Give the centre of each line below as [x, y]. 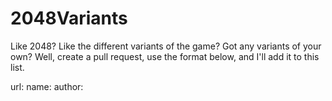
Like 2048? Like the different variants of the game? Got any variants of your [166, 46]
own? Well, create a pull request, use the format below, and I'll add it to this [165, 56]
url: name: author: [47, 86]
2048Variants [69, 18]
